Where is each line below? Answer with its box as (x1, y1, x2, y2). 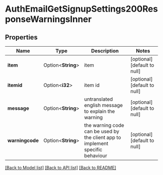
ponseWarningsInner (5, 14, 92, 25)
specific (84, 146, 103, 153)
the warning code (84, 122, 125, 128)
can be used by (84, 128, 120, 135)
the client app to (84, 134, 121, 140)
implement (84, 140, 108, 147)
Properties (5, 33, 38, 41)
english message (84, 102, 123, 108)
